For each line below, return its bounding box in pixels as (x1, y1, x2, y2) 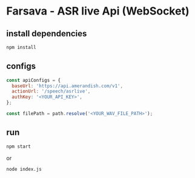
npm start (6, 143, 31, 150)
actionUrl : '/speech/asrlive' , (12, 88, 91, 94)
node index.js (6, 166, 42, 172)
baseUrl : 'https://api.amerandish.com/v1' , (12, 83, 123, 89)
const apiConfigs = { (6, 77, 61, 83)
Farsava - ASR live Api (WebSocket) (6, 4, 190, 18)
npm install (6, 44, 36, 50)
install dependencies (6, 28, 87, 39)
